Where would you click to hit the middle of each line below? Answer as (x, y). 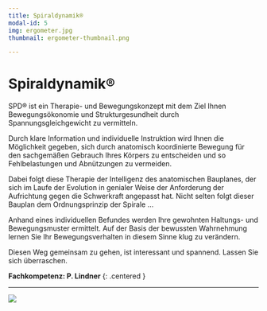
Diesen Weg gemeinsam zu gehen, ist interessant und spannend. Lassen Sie (133, 252)
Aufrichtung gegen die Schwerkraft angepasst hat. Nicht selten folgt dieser (131, 196)
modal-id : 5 (28, 23)
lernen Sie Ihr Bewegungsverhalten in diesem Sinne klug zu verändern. (124, 237)
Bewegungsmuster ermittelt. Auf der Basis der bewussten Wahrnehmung (128, 228)
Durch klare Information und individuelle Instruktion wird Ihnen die (116, 138)
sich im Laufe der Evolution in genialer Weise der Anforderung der (116, 188)
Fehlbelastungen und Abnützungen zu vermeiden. (90, 164)
